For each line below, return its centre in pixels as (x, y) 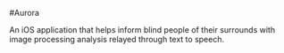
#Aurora (25, 13)
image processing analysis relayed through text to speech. (117, 39)
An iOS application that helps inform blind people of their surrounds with (142, 30)
